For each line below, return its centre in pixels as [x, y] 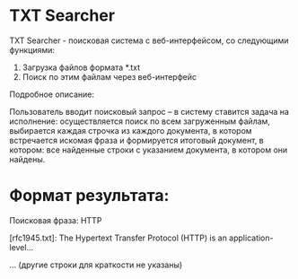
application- [251, 238]
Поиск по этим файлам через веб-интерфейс [110, 76]
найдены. [27, 159]
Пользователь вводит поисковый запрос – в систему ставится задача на [149, 111]
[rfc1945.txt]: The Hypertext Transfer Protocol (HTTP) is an [118, 238]
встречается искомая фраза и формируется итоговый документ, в [137, 140]
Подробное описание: [52, 94]
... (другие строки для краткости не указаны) [96, 265]
